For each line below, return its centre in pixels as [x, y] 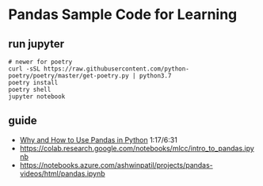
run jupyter [36, 44]
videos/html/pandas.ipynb [62, 173]
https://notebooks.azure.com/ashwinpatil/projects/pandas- [116, 165]
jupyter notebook [37, 97]
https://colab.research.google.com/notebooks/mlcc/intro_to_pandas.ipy [137, 148]
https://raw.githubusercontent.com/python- [116, 69]
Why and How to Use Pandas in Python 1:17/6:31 [99, 139]
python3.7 [155, 76]
